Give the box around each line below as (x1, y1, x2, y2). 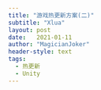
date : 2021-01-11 (8, 33, 73, 41)
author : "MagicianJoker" (8, 41, 90, 49)
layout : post (8, 26, 51, 34)
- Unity (15, 70, 41, 77)
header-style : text (8, 48, 73, 56)
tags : (8, 56, 26, 63)
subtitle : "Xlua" (8, 19, 65, 27)
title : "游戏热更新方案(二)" (8, 11, 95, 20)
